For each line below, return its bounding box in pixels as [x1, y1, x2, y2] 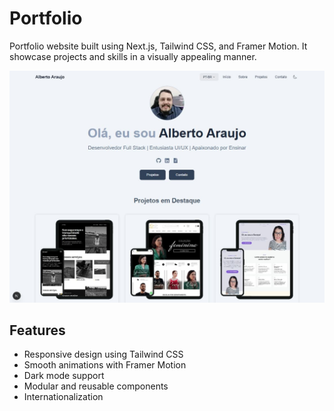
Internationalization [23, 391, 104, 403]
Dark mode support [23, 370, 105, 382]
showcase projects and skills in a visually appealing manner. [9, 50, 257, 62]
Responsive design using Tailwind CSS [23, 348, 184, 361]
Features [9, 322, 66, 339]
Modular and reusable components [23, 380, 169, 392]
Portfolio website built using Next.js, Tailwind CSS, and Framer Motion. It [9, 40, 308, 52]
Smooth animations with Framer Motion [23, 359, 187, 371]
